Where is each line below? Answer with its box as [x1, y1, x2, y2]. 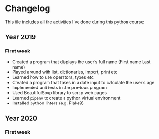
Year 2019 [5, 33, 36, 41]
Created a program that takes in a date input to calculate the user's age [12, 79, 155, 85]
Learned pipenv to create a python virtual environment [12, 95, 121, 101]
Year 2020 [5, 114, 38, 122]
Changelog [5, 3, 50, 14]
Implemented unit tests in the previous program [12, 85, 107, 90]
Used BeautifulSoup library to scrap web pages [12, 89, 107, 95]
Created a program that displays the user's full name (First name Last [12, 59, 151, 65]
